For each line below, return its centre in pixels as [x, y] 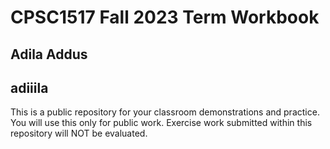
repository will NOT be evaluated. [79, 133]
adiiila [29, 87]
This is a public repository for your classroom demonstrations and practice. [165, 112]
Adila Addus [49, 54]
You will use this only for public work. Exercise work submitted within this [161, 123]
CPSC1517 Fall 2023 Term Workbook [165, 17]
